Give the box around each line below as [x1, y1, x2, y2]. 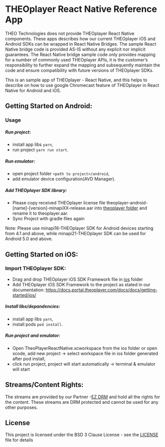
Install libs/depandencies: [5, 304, 60, 310]
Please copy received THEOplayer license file [12, 200, 106, 206]
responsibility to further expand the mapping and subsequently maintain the [5, 62, 160, 68]
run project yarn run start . [12, 147, 68, 153]
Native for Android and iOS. [5, 87, 61, 93]
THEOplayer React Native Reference [5, 3, 157, 15]
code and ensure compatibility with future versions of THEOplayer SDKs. [5, 67, 154, 73]
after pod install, [12, 356, 46, 362]
